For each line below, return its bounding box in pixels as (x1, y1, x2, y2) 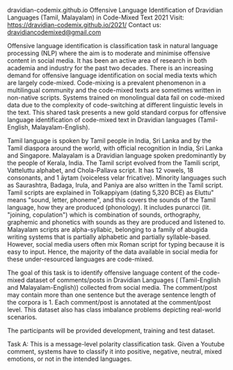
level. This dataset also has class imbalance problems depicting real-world (7, 306, 221, 314)
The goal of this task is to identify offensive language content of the (7, 268, 202, 277)
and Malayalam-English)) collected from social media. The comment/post (7, 284, 218, 291)
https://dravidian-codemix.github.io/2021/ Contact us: (7, 21, 162, 29)
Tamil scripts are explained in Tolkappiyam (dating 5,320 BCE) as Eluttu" (7, 188, 214, 196)
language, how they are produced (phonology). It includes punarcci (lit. (7, 203, 211, 211)
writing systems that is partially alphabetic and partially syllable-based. (7, 233, 211, 241)
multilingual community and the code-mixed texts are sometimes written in (7, 86, 221, 94)
